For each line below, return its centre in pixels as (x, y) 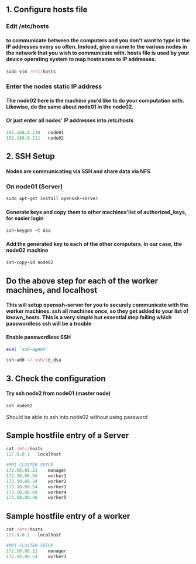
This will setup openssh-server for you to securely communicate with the (97, 305)
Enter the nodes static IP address (54, 86)
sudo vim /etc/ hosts (31, 72)
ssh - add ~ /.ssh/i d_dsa (34, 360)
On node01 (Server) (35, 186)
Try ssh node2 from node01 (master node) (59, 393)
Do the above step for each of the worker (82, 281)
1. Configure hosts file (47, 10)
